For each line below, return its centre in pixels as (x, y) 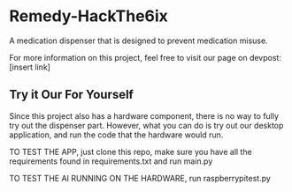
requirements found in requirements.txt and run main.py (111, 161)
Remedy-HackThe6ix (88, 16)
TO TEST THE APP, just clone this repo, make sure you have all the (131, 151)
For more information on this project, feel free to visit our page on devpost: (145, 57)
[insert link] (30, 67)
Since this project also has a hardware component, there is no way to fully (144, 115)
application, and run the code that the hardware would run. (116, 135)
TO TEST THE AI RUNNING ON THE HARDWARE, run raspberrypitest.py (140, 178)
